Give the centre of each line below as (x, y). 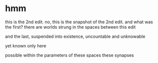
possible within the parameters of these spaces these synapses (69, 55)
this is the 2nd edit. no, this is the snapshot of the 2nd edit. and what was (79, 22)
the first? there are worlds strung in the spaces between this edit (70, 27)
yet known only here (26, 46)
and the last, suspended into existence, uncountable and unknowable (75, 36)
